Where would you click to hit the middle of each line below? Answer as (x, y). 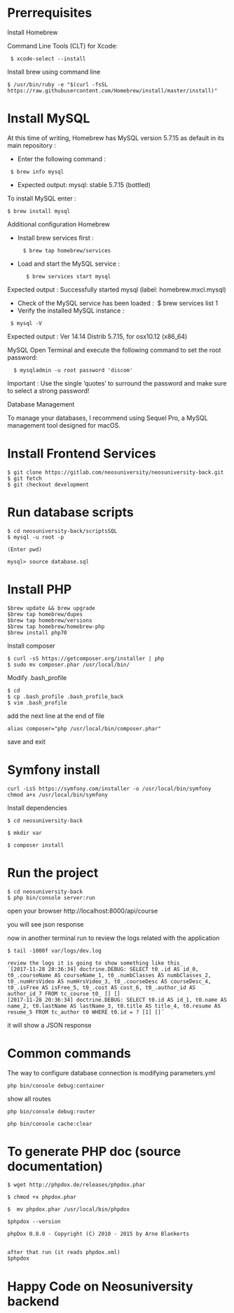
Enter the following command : (62, 158)
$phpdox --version (34, 1222)
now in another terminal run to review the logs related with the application (113, 938)
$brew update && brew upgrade (51, 608)
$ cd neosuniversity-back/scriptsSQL (62, 531)
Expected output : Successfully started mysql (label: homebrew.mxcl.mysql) (117, 290)
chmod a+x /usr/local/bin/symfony (58, 795)
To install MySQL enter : (42, 198)
